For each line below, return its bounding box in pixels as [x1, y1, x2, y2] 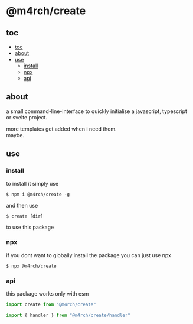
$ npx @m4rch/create [6, 263, 57, 269]
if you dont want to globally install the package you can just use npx [6, 251, 171, 258]
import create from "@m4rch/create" [6, 302, 96, 308]
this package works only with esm [6, 290, 89, 297]
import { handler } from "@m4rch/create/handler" [6, 312, 131, 318]
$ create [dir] [6, 213, 44, 219]
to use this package [6, 223, 54, 231]
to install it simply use [6, 180, 59, 187]
